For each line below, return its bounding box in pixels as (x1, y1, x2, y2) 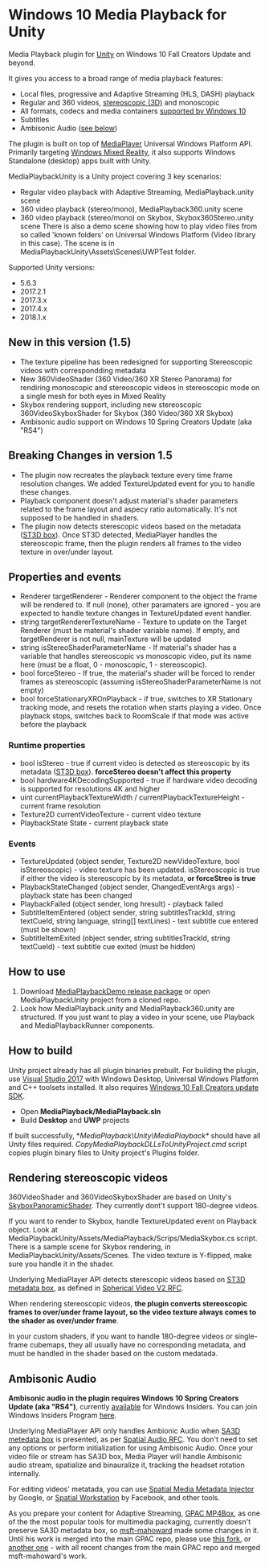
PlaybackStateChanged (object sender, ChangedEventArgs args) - (19, 882, 240, 891)
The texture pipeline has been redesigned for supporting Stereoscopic (19, 356, 253, 367)
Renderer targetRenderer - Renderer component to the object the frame (19, 591, 258, 601)
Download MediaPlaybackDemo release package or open (19, 986, 210, 996)
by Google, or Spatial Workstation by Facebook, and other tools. (8, 1493, 221, 1503)
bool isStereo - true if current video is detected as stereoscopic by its (19, 758, 251, 767)
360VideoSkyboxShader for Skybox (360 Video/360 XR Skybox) (19, 408, 234, 417)
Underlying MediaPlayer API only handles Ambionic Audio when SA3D (8, 1426, 241, 1436)
